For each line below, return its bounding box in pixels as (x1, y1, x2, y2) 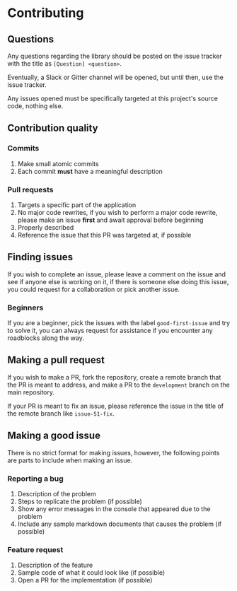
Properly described (17, 223, 74, 231)
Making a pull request (7, 354, 105, 366)
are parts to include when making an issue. (7, 456, 133, 464)
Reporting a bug (7, 474, 64, 484)
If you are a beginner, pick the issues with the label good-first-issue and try (7, 319, 231, 327)
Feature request (7, 544, 64, 554)
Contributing (7, 5, 84, 21)
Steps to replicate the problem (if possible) (17, 497, 143, 506)
